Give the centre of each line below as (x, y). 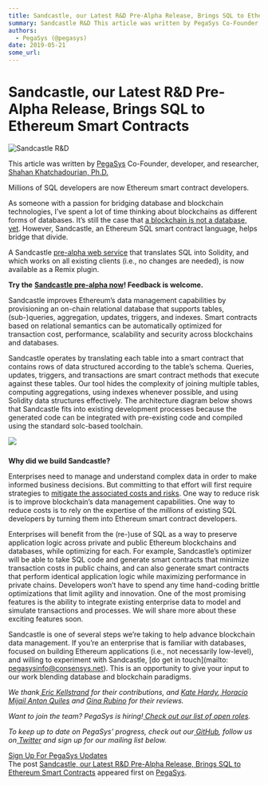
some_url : (25, 53)
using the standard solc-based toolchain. (76, 426)
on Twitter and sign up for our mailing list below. (88, 740)
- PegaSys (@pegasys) (51, 38)
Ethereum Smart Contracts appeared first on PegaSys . (98, 773)
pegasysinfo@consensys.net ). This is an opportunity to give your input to (129, 669)
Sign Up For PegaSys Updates (58, 755)
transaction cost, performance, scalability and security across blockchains (131, 334)
